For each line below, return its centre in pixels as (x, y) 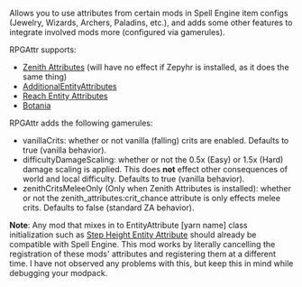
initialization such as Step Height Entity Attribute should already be (133, 235)
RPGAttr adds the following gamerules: (81, 123)
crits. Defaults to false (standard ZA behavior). (109, 208)
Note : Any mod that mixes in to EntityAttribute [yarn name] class (128, 225)
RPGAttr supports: (43, 50)
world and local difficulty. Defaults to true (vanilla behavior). (133, 179)
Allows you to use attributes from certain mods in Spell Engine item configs (149, 13)
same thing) (45, 77)
